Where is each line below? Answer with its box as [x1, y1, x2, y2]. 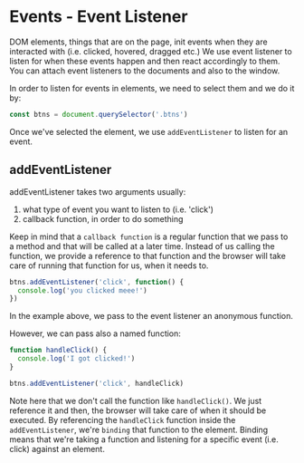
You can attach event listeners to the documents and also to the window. [9, 65, 280, 76]
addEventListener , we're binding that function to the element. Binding [9, 424, 269, 435]
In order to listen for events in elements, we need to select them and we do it [9, 82, 295, 93]
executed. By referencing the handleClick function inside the [9, 414, 236, 425]
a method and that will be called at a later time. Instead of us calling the [9, 240, 275, 251]
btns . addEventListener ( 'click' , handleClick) [9, 379, 184, 388]
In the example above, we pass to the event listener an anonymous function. [9, 311, 294, 322]
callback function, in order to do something [22, 213, 184, 224]
